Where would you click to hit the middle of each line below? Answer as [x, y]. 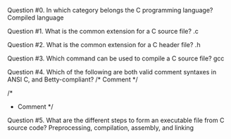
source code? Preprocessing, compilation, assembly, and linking [101, 128]
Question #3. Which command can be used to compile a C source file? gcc [116, 58]
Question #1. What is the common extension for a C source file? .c [103, 31]
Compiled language [36, 18]
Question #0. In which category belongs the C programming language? [110, 10]
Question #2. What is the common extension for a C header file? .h [104, 45]
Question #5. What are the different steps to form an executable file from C [116, 120]
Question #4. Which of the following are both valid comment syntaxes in [112, 72]
